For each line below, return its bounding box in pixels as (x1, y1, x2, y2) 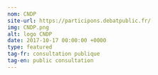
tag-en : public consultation (7, 57, 94, 64)
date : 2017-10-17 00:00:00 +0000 (7, 37, 107, 44)
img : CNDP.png (7, 24, 50, 31)
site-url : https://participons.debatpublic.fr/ (7, 17, 152, 24)
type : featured (7, 44, 53, 51)
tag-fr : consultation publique (7, 51, 100, 58)
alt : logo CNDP (7, 30, 53, 38)
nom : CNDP (7, 10, 37, 18)
